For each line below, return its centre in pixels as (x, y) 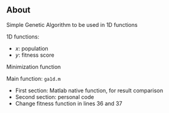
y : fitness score (35, 55)
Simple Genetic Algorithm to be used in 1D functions (72, 24)
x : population (32, 48)
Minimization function (34, 67)
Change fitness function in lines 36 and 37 (69, 103)
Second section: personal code (54, 97)
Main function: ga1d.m (34, 78)
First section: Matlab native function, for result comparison (89, 90)
